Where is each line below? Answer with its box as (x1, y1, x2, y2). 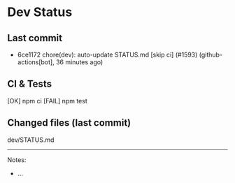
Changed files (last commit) (7, 117, 131, 129)
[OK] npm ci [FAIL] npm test (7, 96, 87, 105)
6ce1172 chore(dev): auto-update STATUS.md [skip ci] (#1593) (17, 50, 198, 59)
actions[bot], (17, 58, 55, 66)
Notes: (7, 155, 27, 164)
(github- (199, 50, 222, 59)
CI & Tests (7, 78, 52, 90)
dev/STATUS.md (7, 136, 55, 144)
